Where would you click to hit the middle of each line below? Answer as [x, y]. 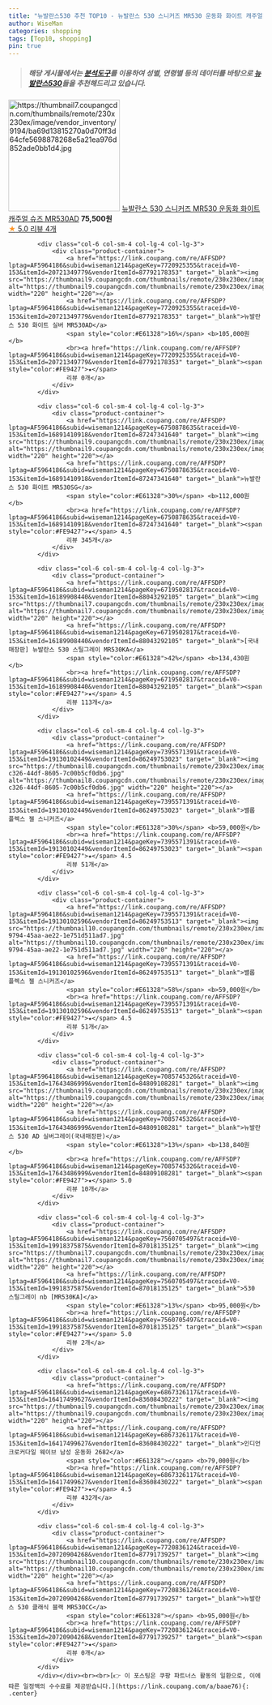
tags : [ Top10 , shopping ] [50, 39]
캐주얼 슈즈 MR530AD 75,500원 [60, 219]
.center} [23, 1694]
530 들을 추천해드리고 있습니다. [97, 83]
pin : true [25, 46]
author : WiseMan [36, 24]
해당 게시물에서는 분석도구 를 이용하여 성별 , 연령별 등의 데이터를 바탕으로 [140, 73]
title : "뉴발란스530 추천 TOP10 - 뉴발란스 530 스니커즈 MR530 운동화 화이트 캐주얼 [136, 16]
